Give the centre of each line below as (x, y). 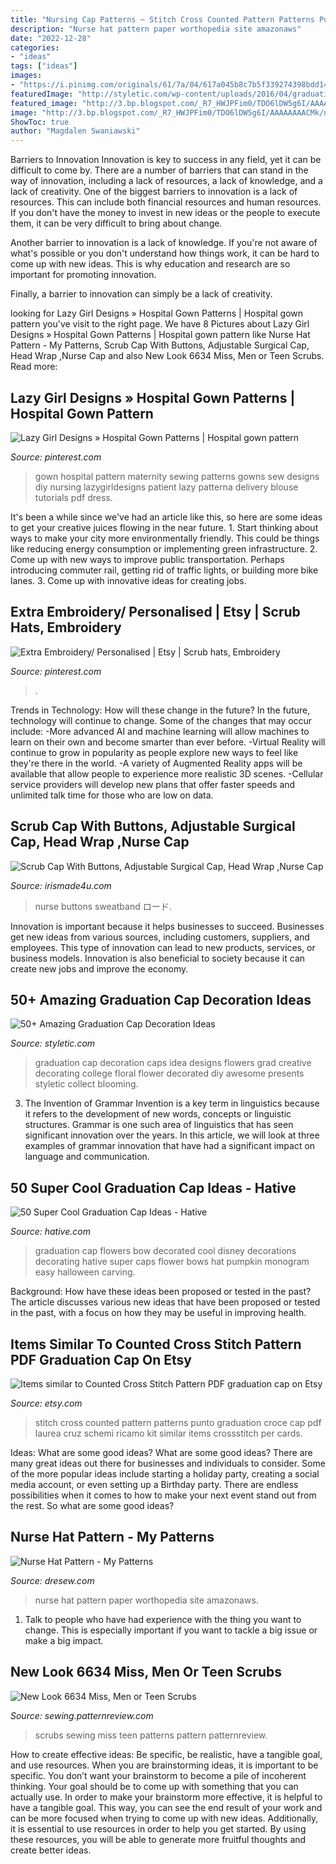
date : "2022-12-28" (51, 38)
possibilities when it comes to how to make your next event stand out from (163, 1495)
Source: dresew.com (52, 1580)
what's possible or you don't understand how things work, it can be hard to (165, 253)
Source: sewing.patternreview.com (82, 1715)
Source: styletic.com (53, 1043)
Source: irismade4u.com (61, 885)
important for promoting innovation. (83, 275)
